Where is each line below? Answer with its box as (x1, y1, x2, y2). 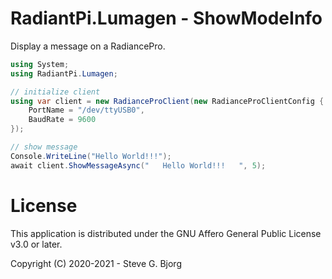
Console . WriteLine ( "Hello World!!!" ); (10, 151, 172, 161)
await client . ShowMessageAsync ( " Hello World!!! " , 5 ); (10, 160, 267, 171)
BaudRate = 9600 (28, 115, 97, 125)
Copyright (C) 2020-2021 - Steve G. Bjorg (10, 257, 182, 269)
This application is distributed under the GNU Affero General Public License (10, 227, 322, 239)
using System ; (10, 59, 70, 69)
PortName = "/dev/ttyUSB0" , (28, 105, 145, 116)
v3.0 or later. (10, 238, 63, 250)
